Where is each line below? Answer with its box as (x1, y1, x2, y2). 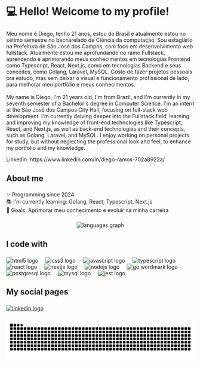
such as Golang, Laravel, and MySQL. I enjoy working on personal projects (6, 132, 190, 139)
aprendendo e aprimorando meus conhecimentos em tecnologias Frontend (6, 56, 191, 63)
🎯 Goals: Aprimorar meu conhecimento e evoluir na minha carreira (6, 207, 169, 214)
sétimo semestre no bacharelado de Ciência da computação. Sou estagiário (6, 36, 193, 44)
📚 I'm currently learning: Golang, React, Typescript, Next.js (6, 198, 153, 205)
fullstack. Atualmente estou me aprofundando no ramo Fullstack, (6, 49, 165, 57)
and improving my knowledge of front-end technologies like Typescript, (6, 119, 183, 126)
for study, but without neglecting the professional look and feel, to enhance (6, 138, 191, 145)
